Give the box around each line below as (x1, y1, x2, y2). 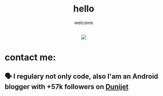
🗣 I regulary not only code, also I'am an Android (5, 72, 158, 80)
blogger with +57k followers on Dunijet (5, 82, 129, 91)
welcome (74, 20, 93, 26)
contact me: (5, 51, 56, 63)
